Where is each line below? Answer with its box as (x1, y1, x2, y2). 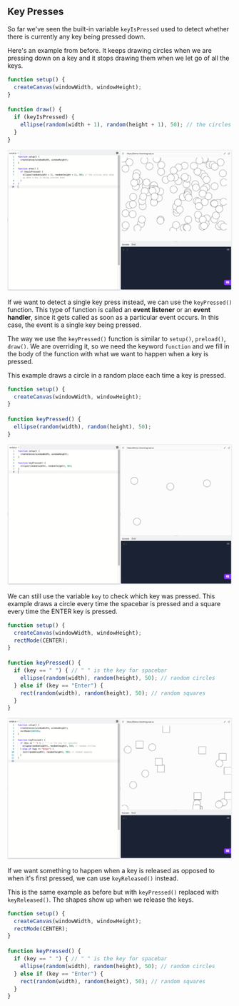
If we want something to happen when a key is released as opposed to (7, 866, 215, 875)
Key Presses (7, 6, 64, 18)
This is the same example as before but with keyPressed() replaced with (7, 887, 219, 896)
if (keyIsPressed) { (14, 114, 75, 121)
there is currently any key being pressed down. (7, 32, 146, 41)
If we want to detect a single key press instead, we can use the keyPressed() (7, 298, 233, 306)
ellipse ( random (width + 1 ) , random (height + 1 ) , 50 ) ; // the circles (20, 121, 232, 129)
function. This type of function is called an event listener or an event (7, 305, 211, 313)
